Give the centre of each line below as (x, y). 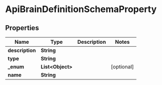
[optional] (122, 67)
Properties (22, 28)
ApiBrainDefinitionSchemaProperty (81, 9)
